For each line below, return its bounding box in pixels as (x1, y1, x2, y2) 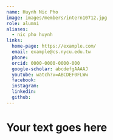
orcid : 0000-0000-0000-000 (12, 60, 80, 66)
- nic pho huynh (12, 32, 53, 38)
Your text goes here (6, 120, 108, 134)
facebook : (12, 77, 36, 83)
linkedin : (12, 89, 36, 95)
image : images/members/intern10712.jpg (6, 15, 108, 21)
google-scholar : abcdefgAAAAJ (12, 65, 88, 72)
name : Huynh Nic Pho (6, 9, 59, 15)
